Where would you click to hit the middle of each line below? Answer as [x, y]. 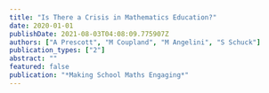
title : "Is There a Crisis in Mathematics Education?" [113, 17]
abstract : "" [33, 58]
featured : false [39, 67]
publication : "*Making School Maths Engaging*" [99, 75]
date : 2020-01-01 [41, 26]
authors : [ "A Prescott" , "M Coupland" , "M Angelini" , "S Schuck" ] [135, 42]
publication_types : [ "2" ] [57, 50]
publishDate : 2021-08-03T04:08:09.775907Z [89, 34]
